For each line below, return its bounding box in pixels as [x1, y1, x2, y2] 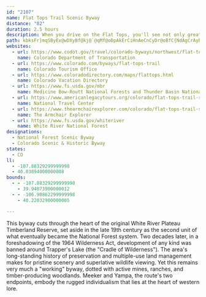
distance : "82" [6, 20, 45, 26]
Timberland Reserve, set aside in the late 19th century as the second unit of [6, 226, 197, 233]
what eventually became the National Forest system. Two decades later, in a [6, 233, 199, 240]
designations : [6, 129, 43, 135]
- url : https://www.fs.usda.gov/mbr [12, 83, 105, 90]
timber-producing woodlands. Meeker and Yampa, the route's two [6, 271, 173, 279]
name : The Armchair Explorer [17, 112, 92, 118]
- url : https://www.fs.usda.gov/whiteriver [12, 117, 124, 123]
